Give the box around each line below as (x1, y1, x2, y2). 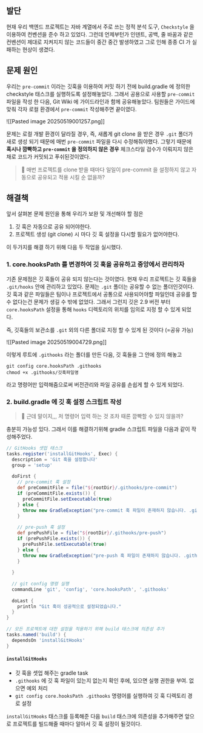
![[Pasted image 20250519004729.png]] (6, 338, 107, 345)
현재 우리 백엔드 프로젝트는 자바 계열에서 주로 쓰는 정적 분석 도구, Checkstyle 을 (6, 23, 195, 30)
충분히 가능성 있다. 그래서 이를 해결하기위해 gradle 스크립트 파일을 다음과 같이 (6, 425, 190, 433)
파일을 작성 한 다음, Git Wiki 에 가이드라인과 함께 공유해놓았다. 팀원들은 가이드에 (6, 98, 195, 105)
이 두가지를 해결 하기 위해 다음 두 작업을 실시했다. (6, 244, 123, 251)
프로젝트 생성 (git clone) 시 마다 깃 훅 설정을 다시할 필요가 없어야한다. (15, 230, 180, 238)
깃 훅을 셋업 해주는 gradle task (15, 669, 88, 676)
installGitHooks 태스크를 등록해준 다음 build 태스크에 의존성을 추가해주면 (6, 712, 184, 720)
